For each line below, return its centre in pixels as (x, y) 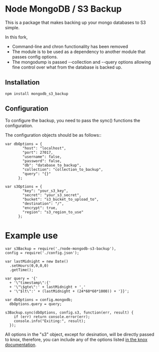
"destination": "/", (43, 204)
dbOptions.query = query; (36, 304)
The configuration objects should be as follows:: (53, 135)
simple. (12, 27)
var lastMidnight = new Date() (37, 261)
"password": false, (42, 161)
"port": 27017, (38, 152)
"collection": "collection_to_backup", (63, 169)
